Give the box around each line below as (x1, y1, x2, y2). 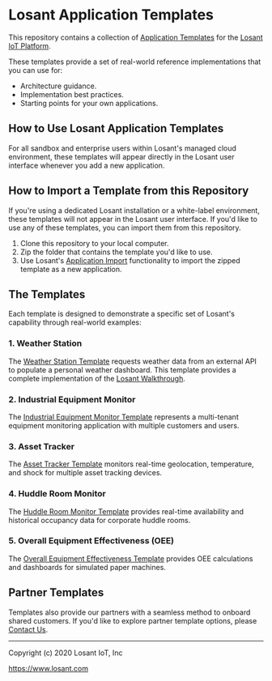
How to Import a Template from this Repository (8, 184, 249, 198)
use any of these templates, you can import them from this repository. (8, 223, 241, 232)
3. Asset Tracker (8, 441, 75, 452)
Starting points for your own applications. (19, 98, 159, 108)
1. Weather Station (8, 338, 83, 349)
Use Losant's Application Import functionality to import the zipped (19, 255, 240, 265)
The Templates (8, 287, 86, 301)
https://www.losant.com (8, 663, 89, 673)
